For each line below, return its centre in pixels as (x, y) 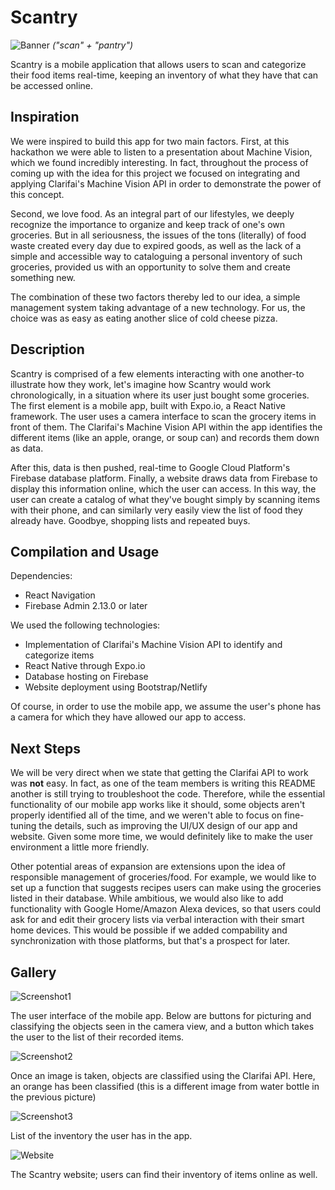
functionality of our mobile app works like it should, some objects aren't (158, 805)
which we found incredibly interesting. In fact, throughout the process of (159, 162)
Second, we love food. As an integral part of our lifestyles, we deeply (152, 213)
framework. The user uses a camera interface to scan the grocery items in (163, 416)
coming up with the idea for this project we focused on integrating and (155, 173)
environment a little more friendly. (80, 847)
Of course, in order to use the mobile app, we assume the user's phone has (166, 707)
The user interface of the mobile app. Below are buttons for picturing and (161, 1015)
